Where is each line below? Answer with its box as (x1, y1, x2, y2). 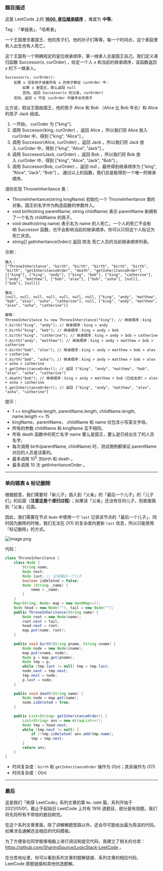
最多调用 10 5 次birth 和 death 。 (12, 455, 75, 461)
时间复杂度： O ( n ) (12, 770, 47, 775)
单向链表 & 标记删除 (5, 479, 51, 486)
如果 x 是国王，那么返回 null (22, 85, 76, 90)
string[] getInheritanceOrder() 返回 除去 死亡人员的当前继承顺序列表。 (12, 239, 152, 245)
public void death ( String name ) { (14, 691, 83, 696)
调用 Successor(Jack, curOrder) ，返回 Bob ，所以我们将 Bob (12, 151, 135, 157)
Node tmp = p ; (22, 659, 51, 664)
